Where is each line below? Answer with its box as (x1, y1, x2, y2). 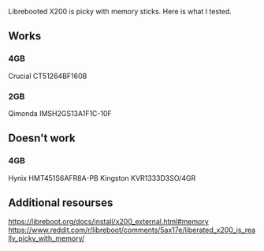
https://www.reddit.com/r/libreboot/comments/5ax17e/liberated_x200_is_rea (8, 225, 256, 235)
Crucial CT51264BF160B (8, 71, 87, 81)
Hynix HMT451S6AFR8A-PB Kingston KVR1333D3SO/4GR (8, 173, 196, 182)
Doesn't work (8, 132, 76, 145)
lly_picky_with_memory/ (8, 234, 85, 243)
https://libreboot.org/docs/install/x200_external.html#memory (8, 217, 209, 227)
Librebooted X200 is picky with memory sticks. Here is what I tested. (8, 7, 232, 16)
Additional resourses (8, 197, 113, 210)
